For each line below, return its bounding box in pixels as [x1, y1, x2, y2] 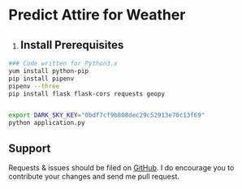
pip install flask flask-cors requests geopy [8, 89, 165, 98]
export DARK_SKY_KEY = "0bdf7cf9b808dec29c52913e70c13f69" [8, 111, 205, 119]
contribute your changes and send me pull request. [8, 171, 180, 181]
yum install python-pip [8, 67, 89, 75]
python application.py [8, 119, 85, 127]
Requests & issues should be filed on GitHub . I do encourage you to [8, 162, 235, 172]
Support [8, 141, 51, 155]
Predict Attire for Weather [8, 6, 186, 24]
